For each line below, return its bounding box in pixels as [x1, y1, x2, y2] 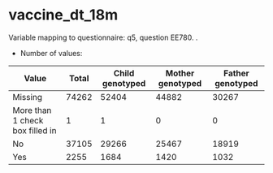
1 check [12, 115, 44, 126]
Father [223, 67, 249, 79]
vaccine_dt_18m [8, 6, 119, 24]
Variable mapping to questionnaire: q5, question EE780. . [8, 32, 198, 42]
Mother [165, 67, 195, 79]
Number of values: [19, 48, 83, 58]
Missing [12, 91, 43, 102]
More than [12, 104, 52, 115]
